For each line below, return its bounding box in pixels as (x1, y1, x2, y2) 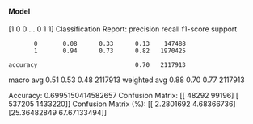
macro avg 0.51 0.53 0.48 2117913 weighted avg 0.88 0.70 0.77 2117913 (8, 75, 245, 85)
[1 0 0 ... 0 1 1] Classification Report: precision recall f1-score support (8, 24, 238, 34)
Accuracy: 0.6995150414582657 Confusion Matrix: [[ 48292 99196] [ (8, 91, 239, 101)
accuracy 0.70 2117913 (8, 61, 186, 69)
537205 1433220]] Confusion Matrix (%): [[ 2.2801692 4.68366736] (8, 99, 236, 109)
